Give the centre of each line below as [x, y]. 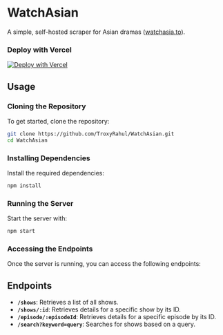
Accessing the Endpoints [50, 249]
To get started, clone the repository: [58, 121]
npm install [24, 185]
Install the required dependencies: [56, 173]
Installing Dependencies [49, 158]
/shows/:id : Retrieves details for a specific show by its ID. [99, 309]
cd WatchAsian [28, 140]
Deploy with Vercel [40, 50]
